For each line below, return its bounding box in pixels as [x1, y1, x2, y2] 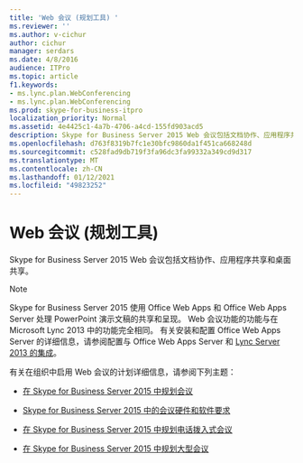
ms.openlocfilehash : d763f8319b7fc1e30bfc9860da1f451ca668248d [9, 139, 252, 148]
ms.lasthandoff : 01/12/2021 [9, 172, 115, 181]
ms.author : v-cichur [9, 30, 87, 39]
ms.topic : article [9, 72, 78, 81]
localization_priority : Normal [9, 114, 127, 123]
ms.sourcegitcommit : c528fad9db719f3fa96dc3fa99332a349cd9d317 [9, 147, 252, 156]
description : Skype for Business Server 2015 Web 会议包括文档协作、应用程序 [9, 131, 291, 140]
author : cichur [9, 38, 67, 48]
